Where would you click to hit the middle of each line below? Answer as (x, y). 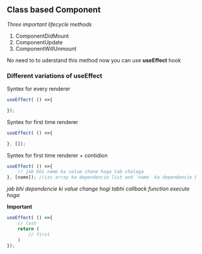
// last (27, 223)
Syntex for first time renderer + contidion (57, 155)
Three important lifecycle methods (49, 24)
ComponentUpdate (39, 42)
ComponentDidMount (42, 36)
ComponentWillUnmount (46, 49)
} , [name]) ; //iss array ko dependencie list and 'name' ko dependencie (100, 177)
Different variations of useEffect (55, 75)
